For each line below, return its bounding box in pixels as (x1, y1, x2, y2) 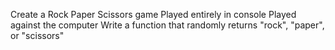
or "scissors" (10, 30, 65, 41)
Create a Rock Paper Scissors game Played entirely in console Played (10, 9, 297, 20)
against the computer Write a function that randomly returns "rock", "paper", (10, 19, 325, 31)
